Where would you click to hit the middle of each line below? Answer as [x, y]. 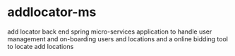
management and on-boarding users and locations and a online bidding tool [117, 38]
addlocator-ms [52, 12]
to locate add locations [41, 46]
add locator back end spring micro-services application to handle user [110, 31]
